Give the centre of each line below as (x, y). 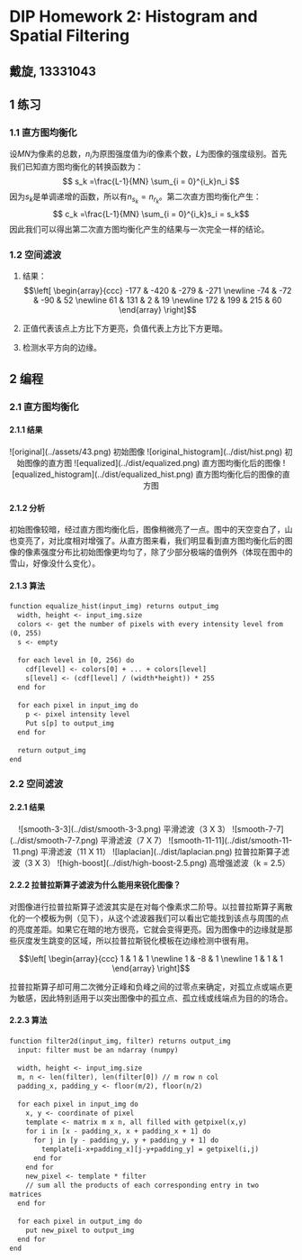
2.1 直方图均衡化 (44, 406)
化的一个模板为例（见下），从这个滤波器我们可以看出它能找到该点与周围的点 (149, 918)
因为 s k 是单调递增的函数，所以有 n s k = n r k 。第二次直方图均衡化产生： (136, 198)
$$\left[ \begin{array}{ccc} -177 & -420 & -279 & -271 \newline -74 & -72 (158, 291)
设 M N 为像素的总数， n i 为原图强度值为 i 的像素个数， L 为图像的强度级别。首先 (148, 155)
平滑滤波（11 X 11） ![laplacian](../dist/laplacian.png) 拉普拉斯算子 (161, 851)
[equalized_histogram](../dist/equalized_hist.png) (103, 474)
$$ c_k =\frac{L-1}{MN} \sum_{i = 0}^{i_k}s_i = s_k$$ (151, 215)
